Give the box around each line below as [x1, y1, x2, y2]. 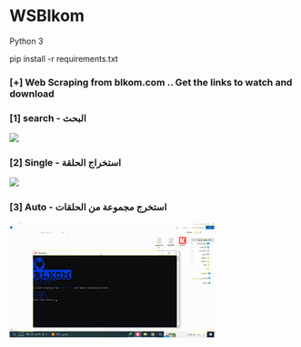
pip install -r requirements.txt [9, 53, 118, 64]
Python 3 [9, 36, 44, 46]
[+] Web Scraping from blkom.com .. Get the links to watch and [9, 76, 293, 88]
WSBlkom [9, 5, 85, 26]
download [9, 87, 55, 100]
